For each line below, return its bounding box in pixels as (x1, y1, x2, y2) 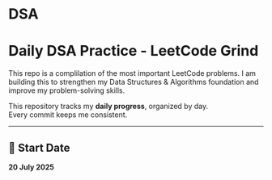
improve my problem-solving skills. (8, 86, 125, 95)
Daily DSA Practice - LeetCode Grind (8, 42, 259, 61)
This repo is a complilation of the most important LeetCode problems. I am (8, 69, 257, 78)
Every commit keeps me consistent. (8, 110, 128, 119)
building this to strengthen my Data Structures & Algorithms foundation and (8, 77, 259, 87)
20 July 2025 (8, 162, 54, 172)
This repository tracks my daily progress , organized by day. (8, 102, 209, 111)
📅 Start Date (8, 140, 70, 154)
